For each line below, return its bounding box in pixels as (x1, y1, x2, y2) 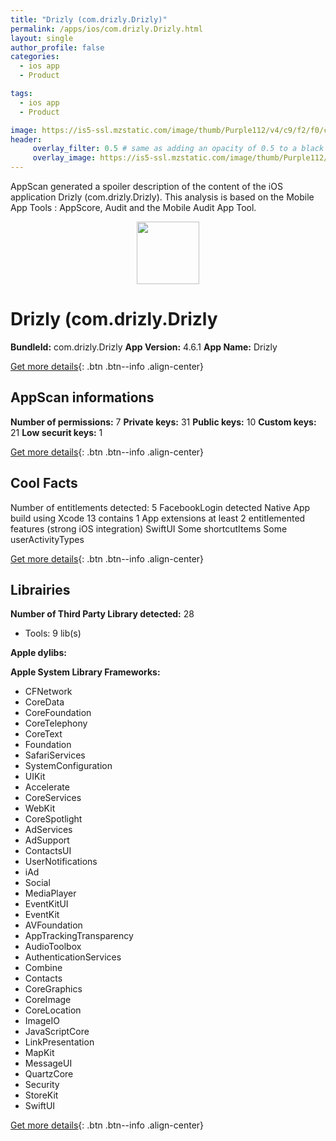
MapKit (24, 1047, 55, 1059)
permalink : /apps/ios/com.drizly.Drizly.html (10, 24, 203, 34)
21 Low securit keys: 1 (10, 426, 103, 438)
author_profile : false (10, 42, 105, 53)
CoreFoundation (24, 707, 92, 719)
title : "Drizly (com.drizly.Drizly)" (10, 14, 168, 25)
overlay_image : (32, 153, 97, 163)
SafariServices (24, 749, 86, 761)
